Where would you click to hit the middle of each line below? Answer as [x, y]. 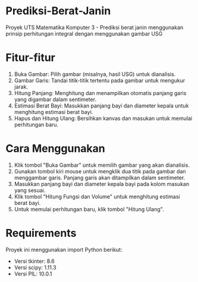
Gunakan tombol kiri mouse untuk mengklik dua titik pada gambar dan [100, 171]
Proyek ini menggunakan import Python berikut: [64, 249]
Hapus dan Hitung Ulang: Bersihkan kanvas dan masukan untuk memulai [103, 118]
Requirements [41, 233]
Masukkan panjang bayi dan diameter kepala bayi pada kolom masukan [102, 184]
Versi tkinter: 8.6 [34, 261]
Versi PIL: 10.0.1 [33, 274]
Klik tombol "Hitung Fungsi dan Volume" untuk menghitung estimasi [97, 197]
